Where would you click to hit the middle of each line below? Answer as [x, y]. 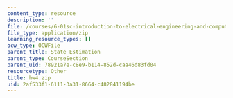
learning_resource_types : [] [49, 39]
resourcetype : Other [37, 71]
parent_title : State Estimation [54, 52]
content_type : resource [42, 13]
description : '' [31, 20]
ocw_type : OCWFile [34, 46]
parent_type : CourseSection [48, 59]
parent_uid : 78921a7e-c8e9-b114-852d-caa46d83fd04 [82, 65]
